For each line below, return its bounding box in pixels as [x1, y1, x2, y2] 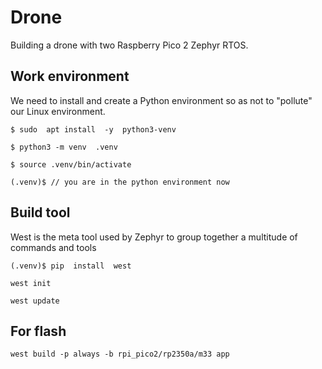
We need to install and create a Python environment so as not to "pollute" [10, 94, 313, 106]
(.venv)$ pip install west [10, 261, 132, 271]
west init [10, 278, 52, 288]
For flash [10, 322, 67, 340]
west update [10, 296, 60, 306]
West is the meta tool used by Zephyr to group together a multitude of [10, 231, 298, 243]
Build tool [10, 204, 71, 221]
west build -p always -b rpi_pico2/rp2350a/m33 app [10, 349, 230, 360]
